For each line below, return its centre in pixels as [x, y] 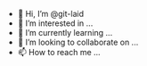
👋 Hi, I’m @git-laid [51, 14]
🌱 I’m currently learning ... [65, 33]
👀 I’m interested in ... [55, 23]
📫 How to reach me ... [59, 52]
